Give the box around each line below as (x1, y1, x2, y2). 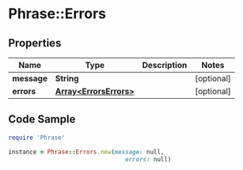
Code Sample (8, 112, 76, 127)
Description (142, 60, 188, 70)
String (55, 73, 79, 84)
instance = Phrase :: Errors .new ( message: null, (8, 148, 165, 156)
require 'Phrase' (8, 134, 66, 142)
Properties (8, 36, 62, 50)
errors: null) (125, 155, 172, 163)
